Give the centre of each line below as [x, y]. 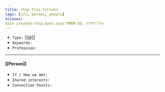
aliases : [14, 19]
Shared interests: [31, 80]
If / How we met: [30, 75]
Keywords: [22, 43]
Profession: [24, 48]
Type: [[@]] [24, 37]
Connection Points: [32, 86]
